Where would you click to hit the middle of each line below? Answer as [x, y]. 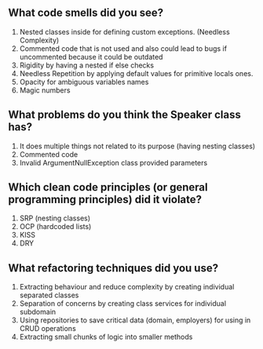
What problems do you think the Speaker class [124, 115]
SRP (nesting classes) [55, 218]
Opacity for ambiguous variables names [84, 82]
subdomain [38, 312]
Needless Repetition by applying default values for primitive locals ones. [136, 73]
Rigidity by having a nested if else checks [87, 65]
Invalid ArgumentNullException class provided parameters [113, 162]
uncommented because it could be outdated [91, 56]
